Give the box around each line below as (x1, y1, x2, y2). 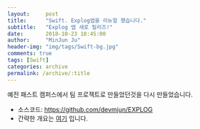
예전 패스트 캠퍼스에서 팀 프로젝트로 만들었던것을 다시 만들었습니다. (7, 90, 193, 99)
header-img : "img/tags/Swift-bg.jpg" (7, 43, 119, 50)
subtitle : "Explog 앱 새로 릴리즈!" (7, 23, 113, 30)
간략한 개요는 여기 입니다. (17, 114, 89, 123)
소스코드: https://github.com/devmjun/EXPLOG (17, 105, 153, 113)
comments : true (7, 50, 52, 57)
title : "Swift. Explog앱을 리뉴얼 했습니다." (7, 17, 147, 24)
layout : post (7, 10, 59, 18)
